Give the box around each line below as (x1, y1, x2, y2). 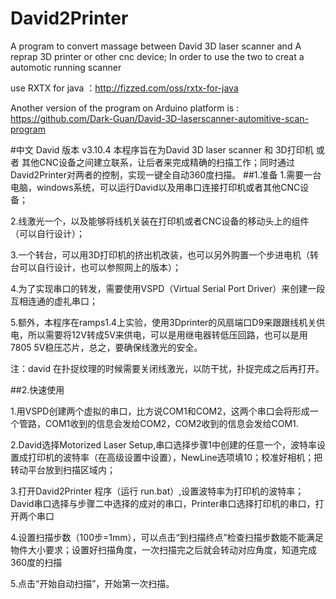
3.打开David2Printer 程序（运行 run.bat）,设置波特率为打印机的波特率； (10, 485, 305, 497)
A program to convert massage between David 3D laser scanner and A (10, 40, 302, 52)
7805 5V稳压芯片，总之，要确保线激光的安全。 (10, 341, 203, 353)
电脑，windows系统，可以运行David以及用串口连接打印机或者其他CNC (10, 181, 301, 193)
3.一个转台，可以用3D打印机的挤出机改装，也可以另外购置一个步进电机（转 (10, 248, 320, 261)
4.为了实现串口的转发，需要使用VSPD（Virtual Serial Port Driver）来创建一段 (10, 282, 326, 294)
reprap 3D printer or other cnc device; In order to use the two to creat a (10, 50, 305, 62)
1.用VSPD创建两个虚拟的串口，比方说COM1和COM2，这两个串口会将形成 (10, 405, 310, 417)
